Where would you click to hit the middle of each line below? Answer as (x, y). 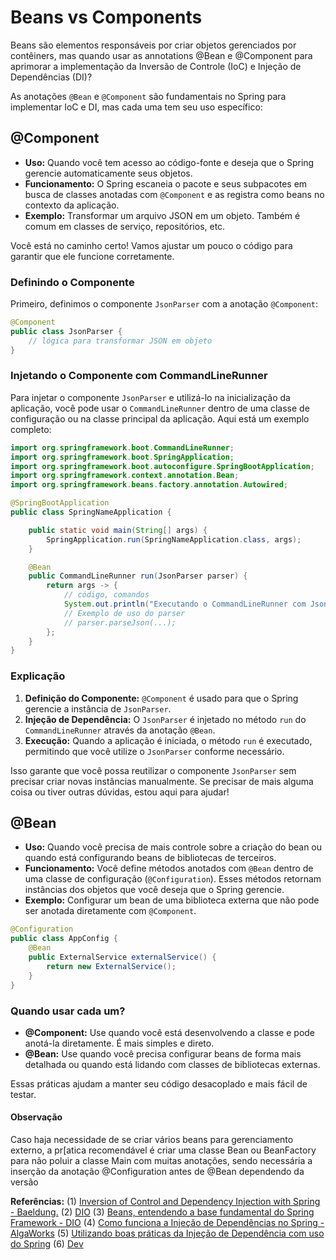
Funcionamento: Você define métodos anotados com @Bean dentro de (169, 868)
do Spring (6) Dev (47, 1244)
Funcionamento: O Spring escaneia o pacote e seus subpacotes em (166, 183)
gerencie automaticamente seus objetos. (108, 173)
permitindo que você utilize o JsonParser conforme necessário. (154, 751)
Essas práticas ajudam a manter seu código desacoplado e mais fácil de (159, 1083)
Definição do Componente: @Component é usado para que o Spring (161, 698)
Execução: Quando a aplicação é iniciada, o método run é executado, (168, 740)
